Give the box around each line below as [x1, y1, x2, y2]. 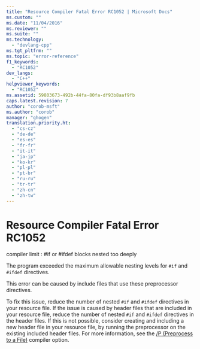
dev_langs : [6, 70, 34, 76]
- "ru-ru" [11, 176, 36, 182]
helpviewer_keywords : [6, 81, 60, 87]
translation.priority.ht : [6, 120, 71, 126]
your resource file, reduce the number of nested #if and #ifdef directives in [6, 311, 195, 318]
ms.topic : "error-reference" [6, 53, 79, 59]
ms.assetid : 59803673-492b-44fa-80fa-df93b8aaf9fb [6, 92, 135, 98]
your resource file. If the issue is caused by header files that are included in [6, 305, 192, 312]
